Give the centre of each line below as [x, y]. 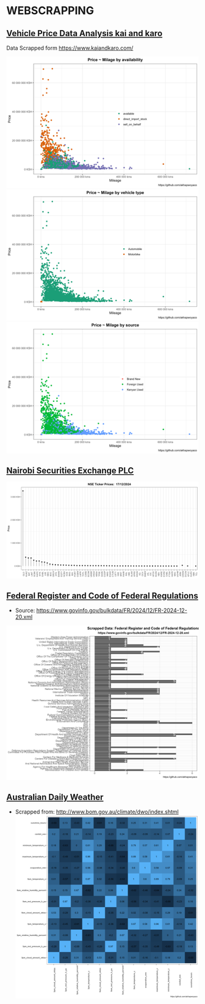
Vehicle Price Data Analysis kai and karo [85, 33]
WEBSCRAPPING [50, 11]
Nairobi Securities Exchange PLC [70, 471]
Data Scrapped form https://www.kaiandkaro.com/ [70, 48]
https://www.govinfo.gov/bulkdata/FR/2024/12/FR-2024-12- [112, 611]
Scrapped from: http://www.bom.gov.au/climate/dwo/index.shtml [97, 812]
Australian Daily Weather [55, 797]
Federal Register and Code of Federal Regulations [102, 596]
